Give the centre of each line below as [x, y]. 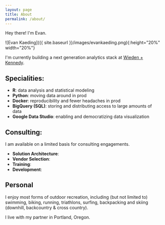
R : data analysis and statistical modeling [53, 90]
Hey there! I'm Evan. [26, 33]
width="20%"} [20, 48]
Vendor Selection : [31, 159]
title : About [19, 14]
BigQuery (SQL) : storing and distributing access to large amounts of [82, 106]
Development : [27, 169]
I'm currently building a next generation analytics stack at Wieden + [74, 57]
